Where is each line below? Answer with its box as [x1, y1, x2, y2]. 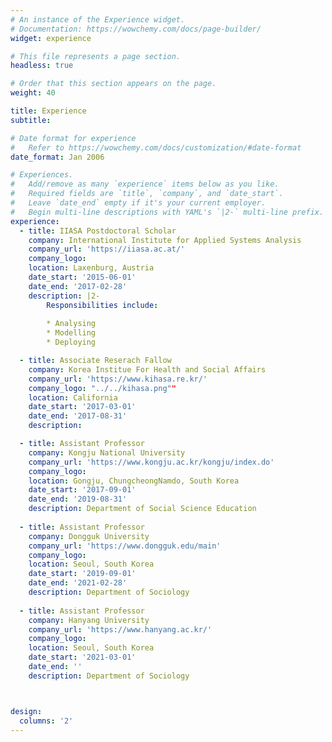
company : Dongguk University [28, 531, 150, 541]
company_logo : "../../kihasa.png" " [28, 383, 177, 393]
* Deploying [46, 337, 97, 348]
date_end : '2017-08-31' [28, 411, 128, 421]
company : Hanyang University [28, 615, 150, 625]
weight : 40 [10, 88, 56, 98]
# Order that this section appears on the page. [10, 79, 217, 89]
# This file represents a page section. [10, 51, 182, 61]
